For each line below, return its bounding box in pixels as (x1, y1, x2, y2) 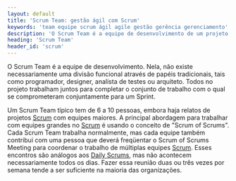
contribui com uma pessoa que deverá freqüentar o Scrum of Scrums (7, 136, 209, 144)
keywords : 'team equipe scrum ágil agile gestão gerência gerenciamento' (7, 23, 229, 30)
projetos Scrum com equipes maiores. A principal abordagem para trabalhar (7, 113, 228, 122)
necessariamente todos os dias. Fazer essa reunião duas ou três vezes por (7, 158, 225, 166)
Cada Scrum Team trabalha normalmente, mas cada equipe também (7, 128, 206, 137)
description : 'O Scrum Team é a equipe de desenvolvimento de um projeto (7, 30, 229, 37)
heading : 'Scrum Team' (7, 37, 74, 44)
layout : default (7, 10, 55, 18)
